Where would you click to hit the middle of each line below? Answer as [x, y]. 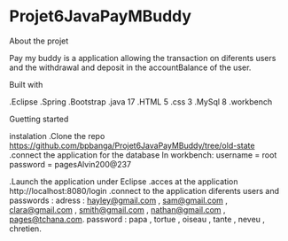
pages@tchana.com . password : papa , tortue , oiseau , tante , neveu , [137, 219]
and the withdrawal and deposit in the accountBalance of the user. [130, 67]
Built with [26, 84]
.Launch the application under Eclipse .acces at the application [124, 181]
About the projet [39, 41]
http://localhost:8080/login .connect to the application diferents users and [144, 190]
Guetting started [39, 119]
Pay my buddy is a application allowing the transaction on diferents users [143, 58]
